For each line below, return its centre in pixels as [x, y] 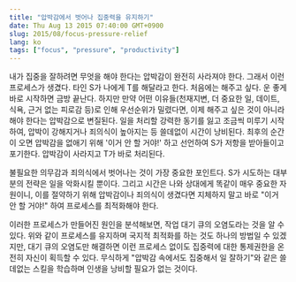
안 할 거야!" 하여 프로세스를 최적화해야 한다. [84, 206]
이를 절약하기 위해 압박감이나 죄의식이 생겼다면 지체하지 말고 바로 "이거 [157, 194]
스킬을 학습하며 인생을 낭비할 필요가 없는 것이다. [115, 269]
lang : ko [25, 42]
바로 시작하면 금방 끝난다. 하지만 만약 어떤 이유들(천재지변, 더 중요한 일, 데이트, [144, 99]
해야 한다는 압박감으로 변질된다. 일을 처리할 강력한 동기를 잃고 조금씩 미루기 [139, 121]
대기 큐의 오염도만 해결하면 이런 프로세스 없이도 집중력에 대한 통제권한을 [152, 247]
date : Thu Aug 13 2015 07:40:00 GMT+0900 [87, 26]
